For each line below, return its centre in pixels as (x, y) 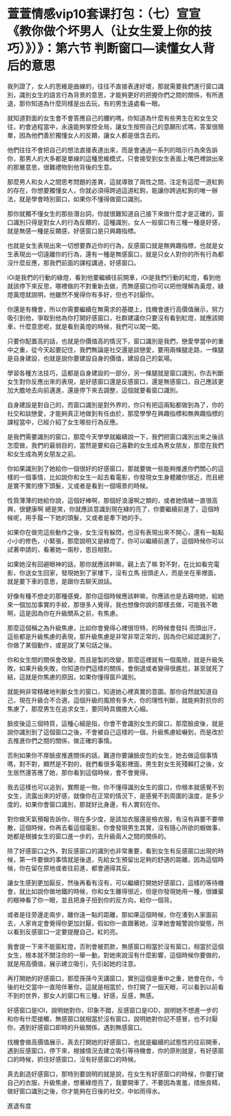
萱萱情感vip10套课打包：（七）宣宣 (104, 14)
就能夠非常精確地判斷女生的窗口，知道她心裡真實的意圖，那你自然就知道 (109, 691)
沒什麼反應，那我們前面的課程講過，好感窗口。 (73, 262)
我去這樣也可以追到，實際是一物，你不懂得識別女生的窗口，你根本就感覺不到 (115, 787)
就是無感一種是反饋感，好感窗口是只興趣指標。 (73, 231)
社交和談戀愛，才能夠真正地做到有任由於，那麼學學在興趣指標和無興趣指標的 (115, 413)
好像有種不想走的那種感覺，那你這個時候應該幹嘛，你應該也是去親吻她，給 (112, 596)
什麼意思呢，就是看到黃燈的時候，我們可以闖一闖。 (91, 326)
